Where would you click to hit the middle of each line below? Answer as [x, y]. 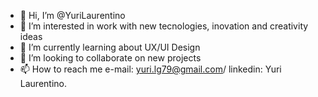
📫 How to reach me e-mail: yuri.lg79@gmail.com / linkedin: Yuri [150, 69]
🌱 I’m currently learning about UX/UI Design [110, 47]
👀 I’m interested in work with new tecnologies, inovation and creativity [164, 26]
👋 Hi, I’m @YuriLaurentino [72, 15]
